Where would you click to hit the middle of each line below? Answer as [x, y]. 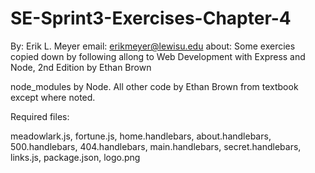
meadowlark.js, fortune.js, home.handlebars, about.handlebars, [141, 136]
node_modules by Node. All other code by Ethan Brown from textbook [154, 86]
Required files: [40, 116]
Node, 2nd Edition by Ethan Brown [81, 67]
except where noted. [53, 97]
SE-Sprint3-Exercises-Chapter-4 [151, 18]
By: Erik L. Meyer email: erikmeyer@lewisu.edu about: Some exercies [153, 46]
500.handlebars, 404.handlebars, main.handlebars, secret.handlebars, [156, 146]
